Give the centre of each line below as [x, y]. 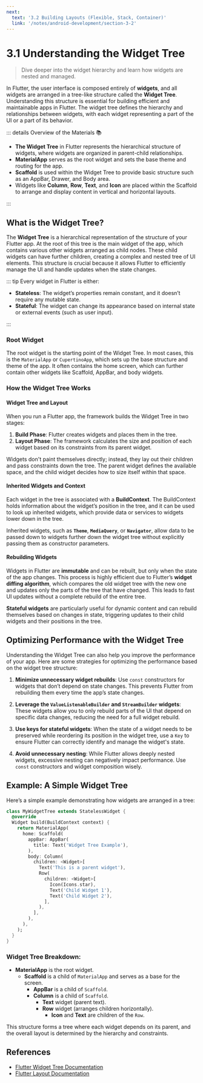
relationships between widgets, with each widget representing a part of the [100, 114]
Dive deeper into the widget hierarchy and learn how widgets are [102, 70]
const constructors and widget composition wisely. [78, 766]
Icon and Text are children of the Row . [98, 1015]
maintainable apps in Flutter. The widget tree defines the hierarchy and [95, 107]
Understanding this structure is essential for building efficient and [88, 101]
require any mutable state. [48, 300]
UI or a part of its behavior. [40, 121]
